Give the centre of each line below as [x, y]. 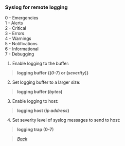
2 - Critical [16, 28]
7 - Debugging [19, 54]
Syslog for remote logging [36, 7]
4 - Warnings [18, 38]
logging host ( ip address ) [43, 110]
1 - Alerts [14, 23]
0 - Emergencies [22, 18]
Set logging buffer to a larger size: [46, 82]
